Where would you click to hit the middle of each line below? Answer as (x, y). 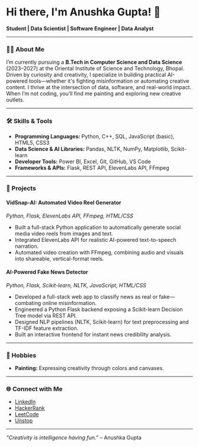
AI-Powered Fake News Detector (47, 272)
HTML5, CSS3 (32, 142)
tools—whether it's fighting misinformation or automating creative (109, 81)
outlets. (15, 100)
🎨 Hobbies (21, 355)
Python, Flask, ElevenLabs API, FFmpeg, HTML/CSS (70, 216)
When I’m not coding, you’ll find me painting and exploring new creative (94, 93)
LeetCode (27, 414)
